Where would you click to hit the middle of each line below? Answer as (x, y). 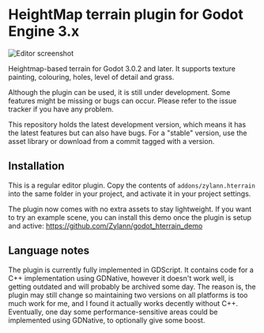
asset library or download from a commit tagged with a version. (111, 141)
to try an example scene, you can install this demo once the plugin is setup (130, 217)
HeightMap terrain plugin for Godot (126, 15)
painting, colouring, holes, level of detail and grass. (91, 77)
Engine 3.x (44, 31)
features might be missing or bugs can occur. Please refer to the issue (123, 100)
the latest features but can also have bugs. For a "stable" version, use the (128, 133)
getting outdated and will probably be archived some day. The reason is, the (132, 286)
